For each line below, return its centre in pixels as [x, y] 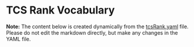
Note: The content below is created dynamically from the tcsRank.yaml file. [98, 26]
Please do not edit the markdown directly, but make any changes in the [92, 32]
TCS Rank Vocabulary [61, 10]
